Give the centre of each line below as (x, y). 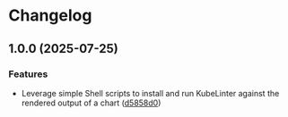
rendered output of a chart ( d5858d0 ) (91, 103)
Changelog (50, 16)
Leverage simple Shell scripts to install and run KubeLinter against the (150, 93)
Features (28, 74)
